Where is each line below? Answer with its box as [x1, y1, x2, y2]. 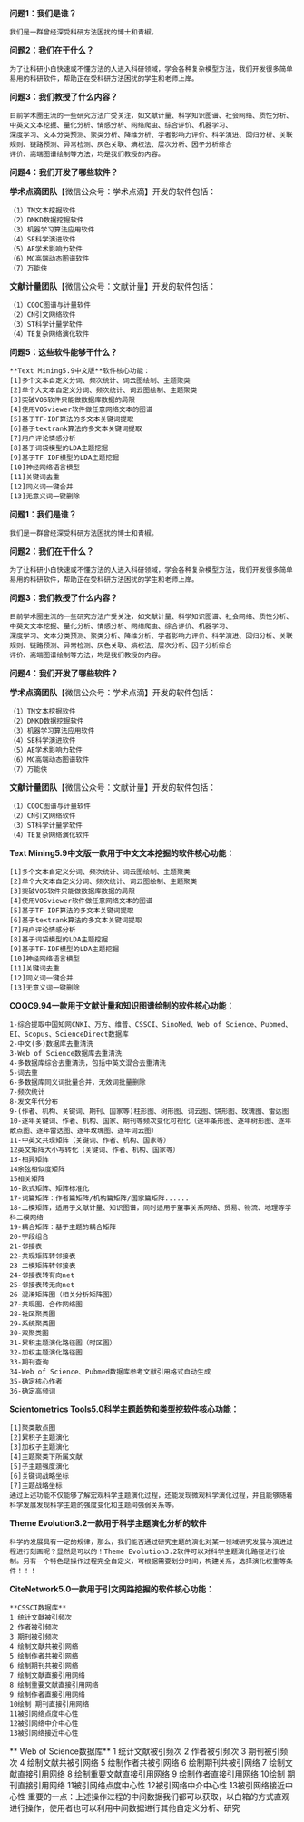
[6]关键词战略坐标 [9, 1472, 70, 1481]
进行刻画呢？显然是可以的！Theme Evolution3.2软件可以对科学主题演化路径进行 [15, 1547, 279, 1556]
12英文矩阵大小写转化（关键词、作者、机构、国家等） [9, 1146, 180, 1155]
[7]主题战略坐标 [9, 1482, 63, 1491]
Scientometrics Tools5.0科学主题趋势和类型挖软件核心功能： [9, 1403, 240, 1414]
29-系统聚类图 [9, 1319, 56, 1328]
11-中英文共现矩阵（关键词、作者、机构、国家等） [9, 1136, 171, 1145]
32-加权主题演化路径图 [9, 1348, 83, 1357]
